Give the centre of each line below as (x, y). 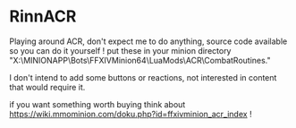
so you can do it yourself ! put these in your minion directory (120, 50)
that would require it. (47, 87)
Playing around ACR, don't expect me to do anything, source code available (148, 41)
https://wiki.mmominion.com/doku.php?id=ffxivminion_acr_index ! (131, 114)
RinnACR (43, 17)
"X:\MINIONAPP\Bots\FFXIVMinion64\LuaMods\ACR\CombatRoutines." (140, 60)
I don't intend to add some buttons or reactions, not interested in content (143, 77)
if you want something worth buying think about (97, 104)
